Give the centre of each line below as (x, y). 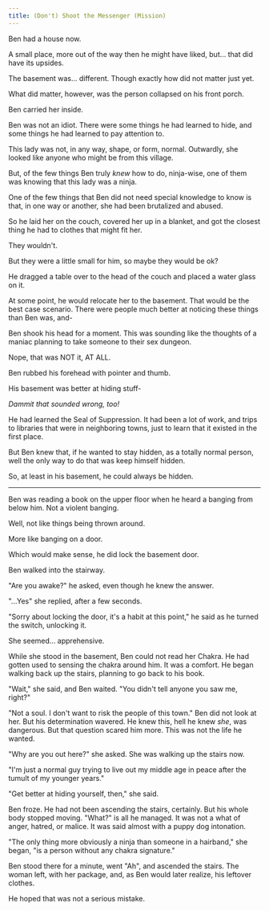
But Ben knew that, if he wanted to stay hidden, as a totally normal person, (131, 452)
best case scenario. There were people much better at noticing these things (133, 309)
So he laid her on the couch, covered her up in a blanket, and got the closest (134, 221)
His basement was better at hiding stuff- (75, 388)
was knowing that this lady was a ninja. (73, 181)
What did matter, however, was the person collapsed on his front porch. (126, 94)
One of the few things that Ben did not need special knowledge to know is (130, 197)
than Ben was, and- (41, 317)
